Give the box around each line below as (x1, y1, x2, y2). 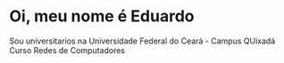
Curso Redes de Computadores (9, 44, 125, 55)
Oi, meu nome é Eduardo (9, 6, 195, 27)
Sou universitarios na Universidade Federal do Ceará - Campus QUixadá (9, 35, 276, 46)
